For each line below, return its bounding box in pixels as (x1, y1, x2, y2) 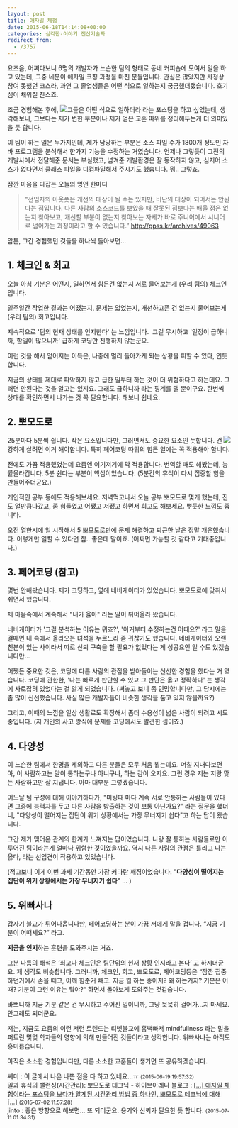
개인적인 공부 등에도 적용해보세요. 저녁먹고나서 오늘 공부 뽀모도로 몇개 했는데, (7, 492, 221, 501)
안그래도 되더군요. (7, 1009, 57, 1018)
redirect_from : (7, 37, 52, 44)
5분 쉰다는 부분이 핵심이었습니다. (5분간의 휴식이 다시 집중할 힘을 (45, 469, 225, 477)
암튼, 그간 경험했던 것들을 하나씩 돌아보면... (7, 237, 126, 245)
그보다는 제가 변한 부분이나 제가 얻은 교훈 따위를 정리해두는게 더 (33, 114, 210, 123)
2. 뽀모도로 (7, 416, 53, 428)
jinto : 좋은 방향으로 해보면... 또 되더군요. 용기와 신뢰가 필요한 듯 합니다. (7, 1106, 204, 1115)
